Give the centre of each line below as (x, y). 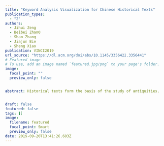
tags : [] (14, 113)
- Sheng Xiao (23, 46)
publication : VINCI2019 (30, 50)
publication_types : (25, 14)
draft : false (18, 104)
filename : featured (30, 122)
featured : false (22, 109)
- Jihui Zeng (23, 28)
